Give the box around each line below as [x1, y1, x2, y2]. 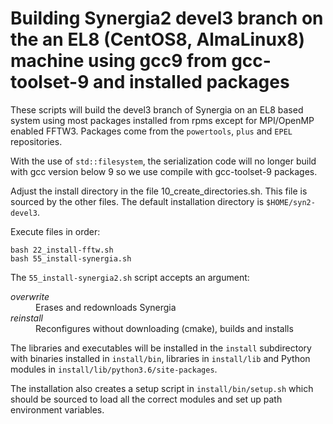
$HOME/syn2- [266, 197, 316, 207]
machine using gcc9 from [10, 50, 228, 72]
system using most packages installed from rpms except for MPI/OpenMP [10, 114, 315, 126]
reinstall [10, 312, 43, 324]
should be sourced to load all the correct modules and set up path [10, 393, 283, 405]
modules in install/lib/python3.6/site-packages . [10, 363, 218, 375]
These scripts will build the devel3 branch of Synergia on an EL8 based [10, 103, 304, 116]
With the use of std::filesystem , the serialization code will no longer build [10, 155, 317, 167]
